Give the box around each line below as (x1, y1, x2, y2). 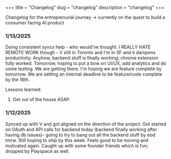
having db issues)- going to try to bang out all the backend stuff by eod (5, 131, 156, 138)
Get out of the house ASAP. (12, 97, 70, 103)
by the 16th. (5, 77, 30, 83)
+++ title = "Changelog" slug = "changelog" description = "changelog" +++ (5, 5, 165, 10)
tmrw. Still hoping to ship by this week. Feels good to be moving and (5, 137, 149, 143)
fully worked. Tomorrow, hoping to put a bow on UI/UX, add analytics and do (5, 60, 166, 66)
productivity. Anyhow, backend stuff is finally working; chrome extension (5, 55, 158, 61)
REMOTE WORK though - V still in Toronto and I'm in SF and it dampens (5, 50, 156, 56)
